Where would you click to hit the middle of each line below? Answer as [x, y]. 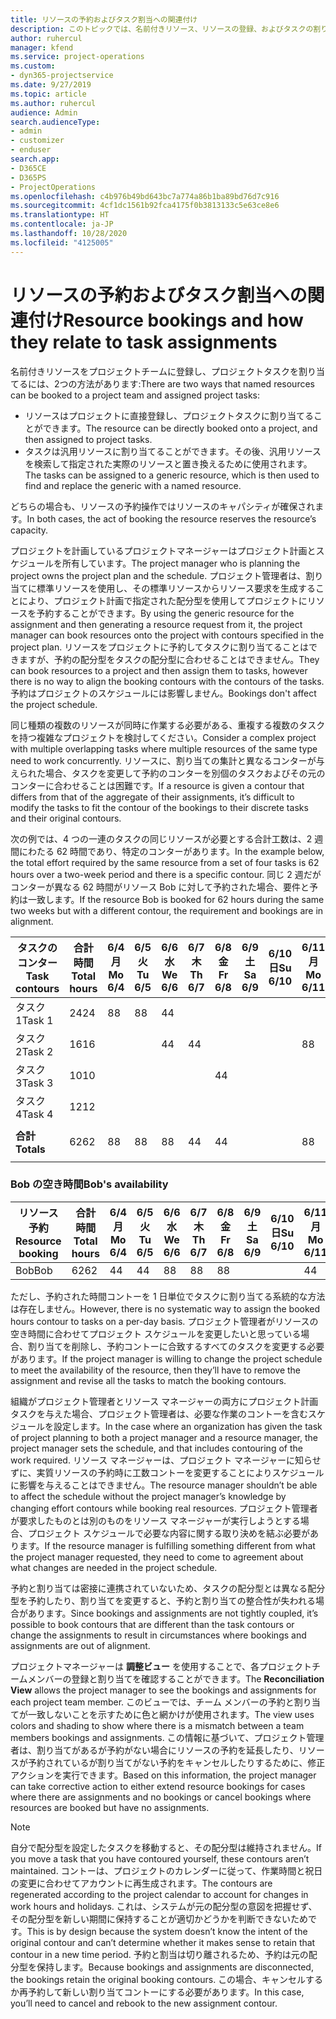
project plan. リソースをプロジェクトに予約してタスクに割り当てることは [160, 647]
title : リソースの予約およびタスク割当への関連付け [104, 19]
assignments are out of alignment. [80, 1645]
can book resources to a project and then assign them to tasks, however [159, 670]
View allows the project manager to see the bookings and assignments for [163, 1690]
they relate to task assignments [144, 342]
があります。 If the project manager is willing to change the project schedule [166, 1358]
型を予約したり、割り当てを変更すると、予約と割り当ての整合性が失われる [163, 1600]
